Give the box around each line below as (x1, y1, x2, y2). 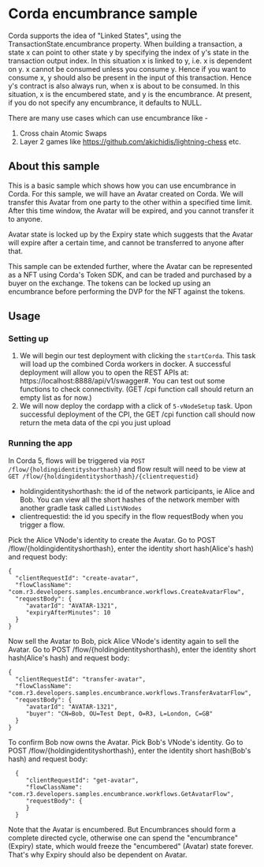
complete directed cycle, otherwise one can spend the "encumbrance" (8, 833, 239, 843)
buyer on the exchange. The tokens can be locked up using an (8, 278, 211, 288)
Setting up (8, 333, 49, 344)
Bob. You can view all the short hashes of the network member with (19, 495, 240, 504)
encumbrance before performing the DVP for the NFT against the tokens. (8, 286, 246, 296)
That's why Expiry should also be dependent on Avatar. (8, 850, 188, 859)
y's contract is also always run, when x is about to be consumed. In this (8, 80, 240, 91)
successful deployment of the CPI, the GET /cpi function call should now (19, 409, 256, 419)
